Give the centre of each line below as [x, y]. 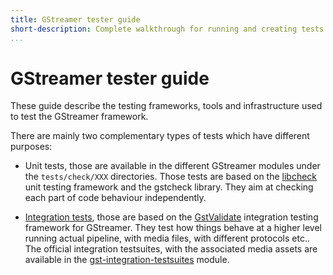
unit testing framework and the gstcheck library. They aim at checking [169, 187]
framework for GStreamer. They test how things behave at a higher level [173, 228]
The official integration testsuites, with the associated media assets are [171, 249]
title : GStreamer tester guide [75, 19]
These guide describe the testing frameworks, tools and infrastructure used [166, 106]
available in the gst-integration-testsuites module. [127, 260]
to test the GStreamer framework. [79, 117]
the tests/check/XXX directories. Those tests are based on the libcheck [171, 177]
